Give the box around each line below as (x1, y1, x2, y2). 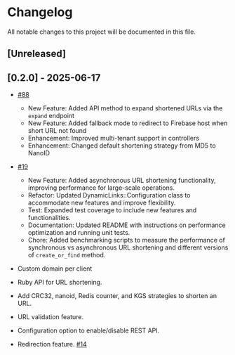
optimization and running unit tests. (27, 228, 130, 237)
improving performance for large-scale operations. (27, 183, 175, 192)
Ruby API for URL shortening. (17, 278, 102, 287)
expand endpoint (27, 112, 75, 120)
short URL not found (27, 127, 87, 135)
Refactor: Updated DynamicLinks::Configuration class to (27, 191, 191, 200)
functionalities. (27, 214, 72, 222)
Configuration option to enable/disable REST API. (17, 326, 160, 335)
